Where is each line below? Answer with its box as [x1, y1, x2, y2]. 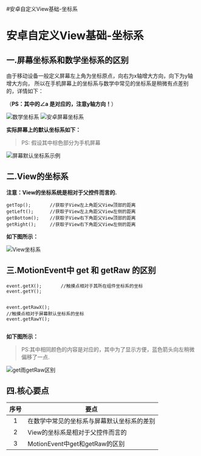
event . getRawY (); [6, 316, 50, 322]
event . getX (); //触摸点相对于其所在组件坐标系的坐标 [6, 283, 143, 289]
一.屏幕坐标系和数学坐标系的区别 [6, 55, 129, 65]
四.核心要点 [6, 385, 50, 396]
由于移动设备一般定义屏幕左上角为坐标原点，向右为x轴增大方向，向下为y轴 [6, 72, 193, 79]
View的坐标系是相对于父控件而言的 [27, 428, 128, 437]
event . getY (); [6, 288, 43, 294]
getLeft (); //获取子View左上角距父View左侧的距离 [6, 209, 136, 215]
